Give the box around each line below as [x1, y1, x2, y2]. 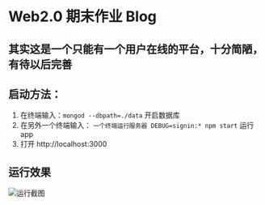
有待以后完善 [8, 58, 73, 71]
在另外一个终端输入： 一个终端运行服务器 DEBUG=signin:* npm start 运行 [19, 121, 254, 130]
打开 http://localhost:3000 [19, 139, 107, 149]
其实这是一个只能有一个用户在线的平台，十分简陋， [8, 42, 263, 56]
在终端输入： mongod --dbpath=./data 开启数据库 [19, 110, 180, 120]
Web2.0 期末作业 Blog [8, 7, 158, 26]
